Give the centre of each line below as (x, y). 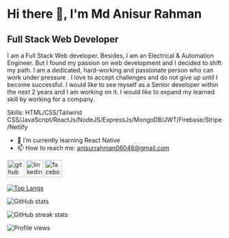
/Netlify (18, 127)
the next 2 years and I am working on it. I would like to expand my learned (111, 92)
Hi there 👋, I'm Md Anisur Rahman (105, 14)
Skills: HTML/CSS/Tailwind (44, 113)
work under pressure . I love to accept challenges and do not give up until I (112, 77)
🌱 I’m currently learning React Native (69, 140)
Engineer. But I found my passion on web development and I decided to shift (114, 63)
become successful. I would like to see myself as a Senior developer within (113, 84)
